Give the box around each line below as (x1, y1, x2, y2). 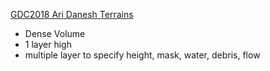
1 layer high (24, 39, 72, 50)
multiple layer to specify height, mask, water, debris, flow (24, 49, 261, 61)
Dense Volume (24, 28, 86, 39)
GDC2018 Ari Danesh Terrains (10, 9, 134, 20)
